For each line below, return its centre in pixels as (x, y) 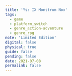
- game (16, 19)
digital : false (21, 42)
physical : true (21, 47)
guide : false (19, 51)
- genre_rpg (22, 33)
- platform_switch (29, 24)
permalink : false (23, 65)
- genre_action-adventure (36, 28)
